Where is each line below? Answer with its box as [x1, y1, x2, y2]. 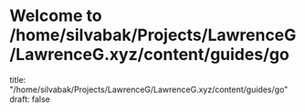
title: [9, 74, 26, 85]
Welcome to [9, 5, 102, 26]
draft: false [9, 93, 50, 105]
